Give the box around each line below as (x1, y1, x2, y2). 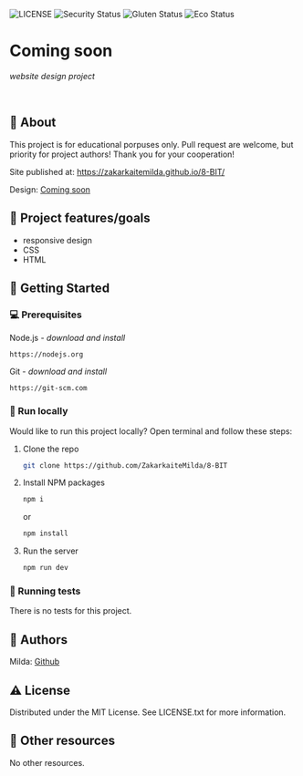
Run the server (22, 545, 79, 556)
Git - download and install (9, 366, 108, 378)
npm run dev (22, 564, 68, 573)
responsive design (22, 234, 93, 245)
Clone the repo (22, 443, 79, 454)
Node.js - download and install (9, 333, 126, 344)
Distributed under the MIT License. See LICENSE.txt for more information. (9, 707, 287, 718)
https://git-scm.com (9, 384, 89, 393)
